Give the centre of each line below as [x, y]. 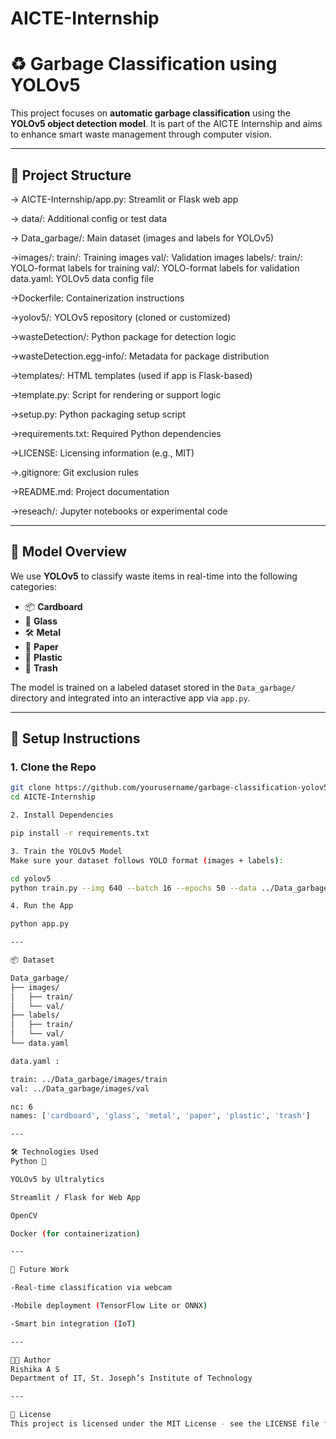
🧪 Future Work [40, 1270]
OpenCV [24, 1215]
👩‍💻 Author [31, 1360]
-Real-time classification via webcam [91, 1288]
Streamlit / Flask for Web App [75, 1197]
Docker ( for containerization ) [75, 1233]
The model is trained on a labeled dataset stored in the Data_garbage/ [153, 687]
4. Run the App [42, 906]
